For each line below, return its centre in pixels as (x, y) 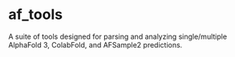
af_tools (35, 15)
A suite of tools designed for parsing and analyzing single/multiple (118, 36)
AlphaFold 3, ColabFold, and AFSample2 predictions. (95, 44)
